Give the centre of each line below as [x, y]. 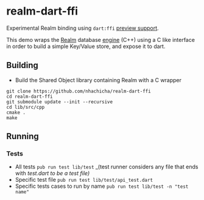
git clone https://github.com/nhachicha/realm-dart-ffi [79, 91]
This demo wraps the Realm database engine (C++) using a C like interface [100, 40]
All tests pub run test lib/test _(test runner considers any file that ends [107, 167]
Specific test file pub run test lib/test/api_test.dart [84, 180]
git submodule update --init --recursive [60, 102]
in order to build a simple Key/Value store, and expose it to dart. [86, 46]
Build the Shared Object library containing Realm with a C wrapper [98, 80]
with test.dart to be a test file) [52, 173]
